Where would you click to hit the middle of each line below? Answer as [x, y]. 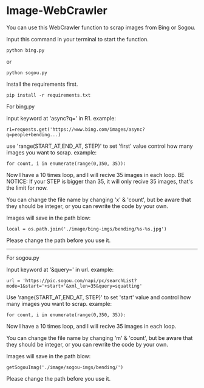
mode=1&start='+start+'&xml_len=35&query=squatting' [74, 286]
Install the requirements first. [42, 84]
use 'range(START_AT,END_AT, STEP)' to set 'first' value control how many [100, 146]
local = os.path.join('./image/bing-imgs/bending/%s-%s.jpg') [87, 229]
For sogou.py [23, 258]
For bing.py [21, 106]
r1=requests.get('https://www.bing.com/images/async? [76, 129]
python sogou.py [27, 73]
